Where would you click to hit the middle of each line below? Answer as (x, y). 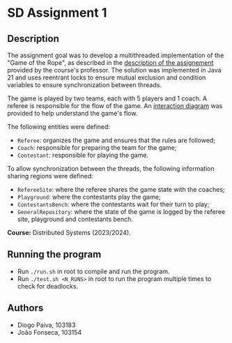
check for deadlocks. (48, 286)
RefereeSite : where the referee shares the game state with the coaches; (121, 189)
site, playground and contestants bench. (75, 219)
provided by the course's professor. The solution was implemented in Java (114, 70)
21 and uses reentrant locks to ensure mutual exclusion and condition (107, 77)
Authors (25, 308)
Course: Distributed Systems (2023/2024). (69, 233)
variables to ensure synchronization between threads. (85, 85)
